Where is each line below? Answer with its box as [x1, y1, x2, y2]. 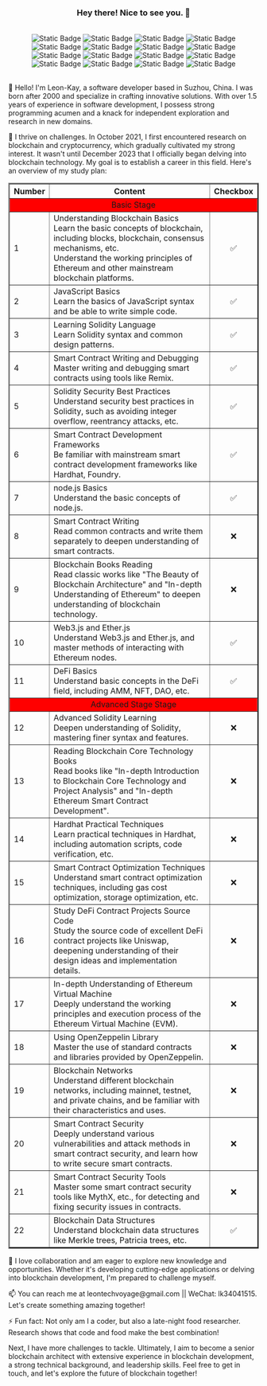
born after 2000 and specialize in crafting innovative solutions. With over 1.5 [8, 92, 257, 101]
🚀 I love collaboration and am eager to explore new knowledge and [8, 1256, 226, 1266]
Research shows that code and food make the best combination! [8, 1328, 219, 1337]
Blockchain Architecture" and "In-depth [52, 579, 203, 590]
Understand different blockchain [52, 1075, 175, 1086]
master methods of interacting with [52, 642, 184, 654]
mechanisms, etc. [52, 243, 119, 254]
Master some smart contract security [52, 1181, 192, 1193]
